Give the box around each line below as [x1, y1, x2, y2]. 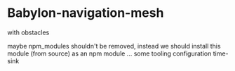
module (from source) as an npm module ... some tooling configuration [7, 49, 212, 58]
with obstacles [7, 28, 50, 37]
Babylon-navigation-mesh [7, 5, 164, 21]
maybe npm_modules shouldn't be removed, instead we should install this [7, 41, 221, 50]
